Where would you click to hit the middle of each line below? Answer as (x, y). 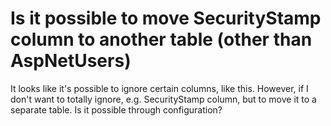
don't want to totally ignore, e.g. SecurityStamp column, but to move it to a (163, 99)
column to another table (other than (161, 39)
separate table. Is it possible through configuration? (116, 109)
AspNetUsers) (71, 61)
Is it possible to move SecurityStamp (166, 18)
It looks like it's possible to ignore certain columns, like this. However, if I (159, 88)
